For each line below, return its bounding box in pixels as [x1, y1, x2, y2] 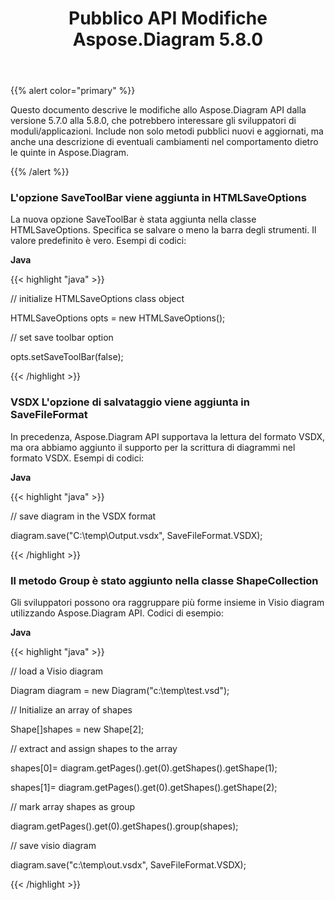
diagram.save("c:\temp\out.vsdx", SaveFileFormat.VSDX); [10, 859, 247, 871]
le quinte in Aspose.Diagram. [10, 147, 130, 159]
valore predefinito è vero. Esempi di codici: [10, 235, 187, 247]
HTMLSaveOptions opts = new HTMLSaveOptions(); [10, 312, 226, 324]
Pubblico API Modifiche [68, 7, 268, 30]
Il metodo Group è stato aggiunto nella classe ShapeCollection [10, 573, 319, 587]
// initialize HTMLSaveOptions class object [10, 293, 185, 305]
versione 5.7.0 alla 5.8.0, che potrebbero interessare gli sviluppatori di [10, 115, 297, 127]
